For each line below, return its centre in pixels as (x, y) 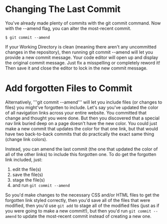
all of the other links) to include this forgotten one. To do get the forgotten (81, 154)
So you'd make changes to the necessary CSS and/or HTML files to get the (82, 195)
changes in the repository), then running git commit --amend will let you (79, 52)
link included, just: (24, 159)
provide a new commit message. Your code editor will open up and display (82, 57)
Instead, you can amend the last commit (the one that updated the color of (82, 149)
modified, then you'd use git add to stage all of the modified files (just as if (82, 205)
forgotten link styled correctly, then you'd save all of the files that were (78, 200)
